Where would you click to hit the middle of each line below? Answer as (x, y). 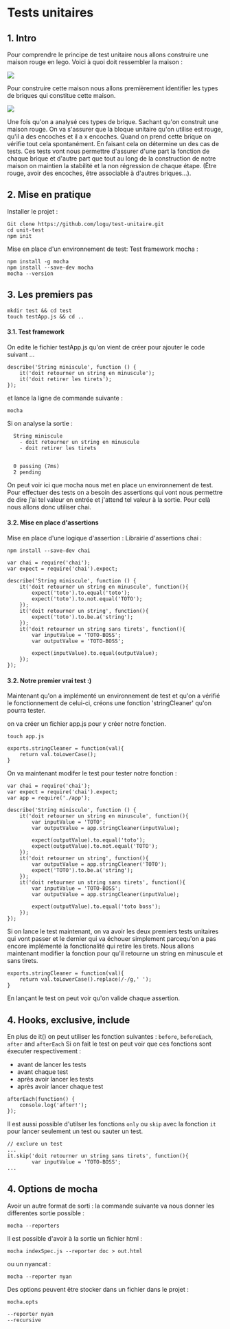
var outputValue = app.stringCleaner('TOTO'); (100, 864)
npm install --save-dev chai (49, 551)
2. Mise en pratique (49, 195)
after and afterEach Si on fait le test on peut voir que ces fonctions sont (109, 1044)
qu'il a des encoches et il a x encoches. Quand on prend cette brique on (109, 136)
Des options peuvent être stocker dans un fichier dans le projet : (98, 1289)
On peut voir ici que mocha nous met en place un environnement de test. (110, 485)
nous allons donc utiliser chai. (49, 507)
